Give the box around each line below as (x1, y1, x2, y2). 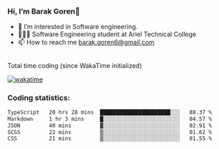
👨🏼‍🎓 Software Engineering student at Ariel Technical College (17, 30, 197, 38)
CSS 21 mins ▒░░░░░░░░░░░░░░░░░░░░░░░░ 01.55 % (7, 135, 213, 143)
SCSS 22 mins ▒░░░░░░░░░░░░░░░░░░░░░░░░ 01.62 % (7, 128, 213, 136)
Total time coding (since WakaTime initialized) (7, 61, 143, 70)
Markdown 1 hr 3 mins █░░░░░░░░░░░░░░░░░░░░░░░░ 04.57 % (7, 115, 213, 123)
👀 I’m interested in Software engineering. (17, 23, 138, 31)
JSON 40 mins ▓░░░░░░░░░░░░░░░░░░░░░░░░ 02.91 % (7, 122, 213, 129)
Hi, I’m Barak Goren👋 (7, 6, 81, 16)
